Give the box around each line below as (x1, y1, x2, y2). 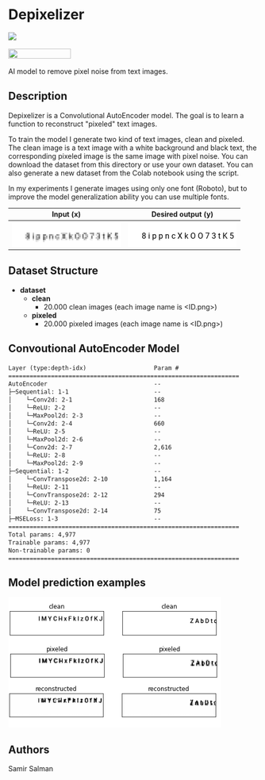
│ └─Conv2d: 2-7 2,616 (8, 443, 172, 451)
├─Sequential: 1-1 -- (8, 387, 161, 396)
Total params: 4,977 (8, 530, 77, 539)
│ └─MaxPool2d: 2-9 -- (8, 459, 161, 467)
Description (8, 90, 67, 103)
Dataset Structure (8, 264, 99, 278)
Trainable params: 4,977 (8, 538, 90, 547)
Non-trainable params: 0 (8, 546, 90, 555)
